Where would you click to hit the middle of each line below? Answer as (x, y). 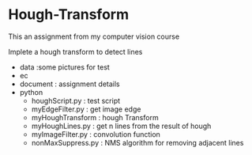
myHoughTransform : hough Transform (95, 117)
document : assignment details (70, 84)
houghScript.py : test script (76, 100)
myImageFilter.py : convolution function (96, 134)
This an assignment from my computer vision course (94, 36)
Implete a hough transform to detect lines (75, 51)
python (31, 92)
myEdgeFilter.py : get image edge (86, 109)
